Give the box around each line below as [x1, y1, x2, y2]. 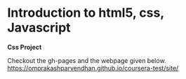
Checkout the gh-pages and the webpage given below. [7, 56, 166, 64]
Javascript [7, 20, 72, 36]
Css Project [7, 43, 42, 51]
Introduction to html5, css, [7, 5, 164, 21]
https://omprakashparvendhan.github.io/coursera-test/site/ [7, 64, 179, 72]
